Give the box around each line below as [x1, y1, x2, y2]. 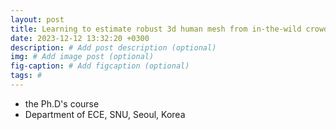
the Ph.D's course [24, 97, 100, 110]
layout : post [10, 14, 65, 25]
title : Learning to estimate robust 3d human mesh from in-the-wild [10, 24, 302, 34]
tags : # [10, 71, 43, 81]
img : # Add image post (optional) [10, 52, 155, 62]
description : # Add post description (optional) [10, 42, 217, 53]
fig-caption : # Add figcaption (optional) [10, 61, 190, 71]
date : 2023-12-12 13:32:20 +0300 [10, 33, 150, 43]
